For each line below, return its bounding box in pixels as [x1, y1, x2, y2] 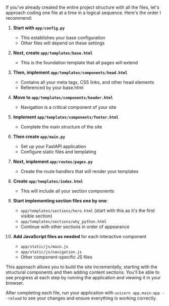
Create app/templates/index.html [13, 178, 83, 184]
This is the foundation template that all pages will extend [20, 60, 138, 65]
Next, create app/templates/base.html [13, 50, 93, 56]
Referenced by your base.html [20, 84, 84, 91]
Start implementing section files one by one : [13, 198, 108, 204]
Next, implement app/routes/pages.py [13, 159, 93, 164]
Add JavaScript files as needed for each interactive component [13, 234, 147, 239]
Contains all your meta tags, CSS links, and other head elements [20, 79, 154, 85]
